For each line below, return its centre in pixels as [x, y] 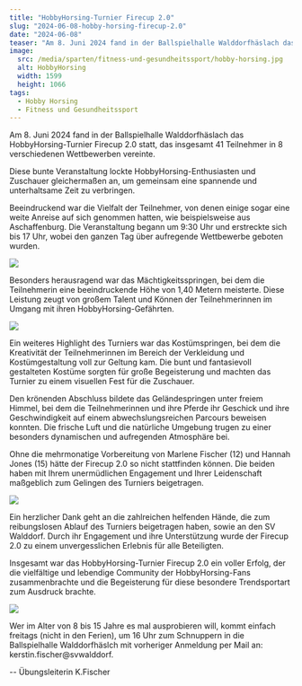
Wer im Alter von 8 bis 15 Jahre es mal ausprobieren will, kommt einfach [142, 626]
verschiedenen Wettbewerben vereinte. [82, 154]
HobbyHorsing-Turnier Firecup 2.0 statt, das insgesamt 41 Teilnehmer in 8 [146, 145]
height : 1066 [42, 84]
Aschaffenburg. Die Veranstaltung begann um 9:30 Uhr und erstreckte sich [148, 227]
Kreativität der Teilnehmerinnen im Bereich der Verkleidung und [127, 353]
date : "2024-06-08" [46, 34]
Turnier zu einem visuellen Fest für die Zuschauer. [102, 382]
